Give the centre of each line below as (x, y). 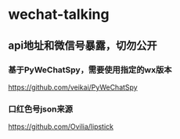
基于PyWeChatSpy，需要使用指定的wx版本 (90, 70)
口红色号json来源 (40, 109)
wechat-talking (59, 15)
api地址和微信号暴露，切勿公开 (83, 45)
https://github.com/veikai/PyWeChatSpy (73, 87)
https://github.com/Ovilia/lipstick (61, 126)
